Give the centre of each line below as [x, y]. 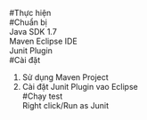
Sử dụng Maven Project [65, 77]
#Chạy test [42, 96]
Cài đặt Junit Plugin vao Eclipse [80, 87]
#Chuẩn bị [28, 22]
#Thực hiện [30, 13]
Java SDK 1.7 [33, 32]
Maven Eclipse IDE [43, 41]
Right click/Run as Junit [65, 105]
